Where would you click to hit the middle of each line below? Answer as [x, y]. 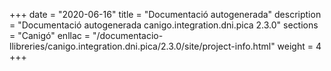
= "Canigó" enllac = [50, 35]
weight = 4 [299, 46]
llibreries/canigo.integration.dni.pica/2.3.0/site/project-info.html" [142, 46]
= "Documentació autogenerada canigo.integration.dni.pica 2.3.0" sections [164, 25]
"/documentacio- [128, 35]
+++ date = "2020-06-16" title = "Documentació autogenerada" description [165, 14]
